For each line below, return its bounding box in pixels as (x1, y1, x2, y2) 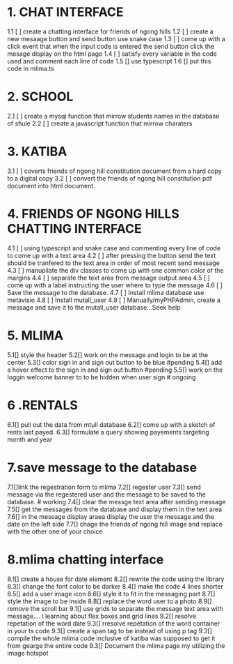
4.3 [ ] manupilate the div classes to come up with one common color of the (7, 266, 224, 274)
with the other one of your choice (7, 527, 103, 536)
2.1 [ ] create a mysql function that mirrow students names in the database (7, 112, 220, 120)
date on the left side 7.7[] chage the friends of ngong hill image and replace (7, 520, 223, 528)
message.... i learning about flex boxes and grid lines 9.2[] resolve (7, 612, 197, 620)
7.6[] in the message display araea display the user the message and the (7, 512, 215, 520)
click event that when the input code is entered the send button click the (7, 42, 214, 50)
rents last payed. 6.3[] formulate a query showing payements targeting (7, 428, 209, 436)
